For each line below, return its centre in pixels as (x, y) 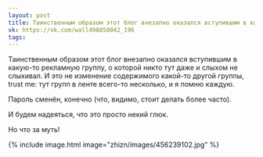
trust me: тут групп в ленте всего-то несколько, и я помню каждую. (121, 84)
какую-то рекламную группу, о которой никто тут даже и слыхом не (123, 68)
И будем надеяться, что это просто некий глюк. (88, 115)
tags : (17, 37)
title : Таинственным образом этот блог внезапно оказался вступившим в (127, 23)
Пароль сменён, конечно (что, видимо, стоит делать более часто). (120, 99)
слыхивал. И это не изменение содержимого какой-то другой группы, (126, 76)
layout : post (29, 15)
